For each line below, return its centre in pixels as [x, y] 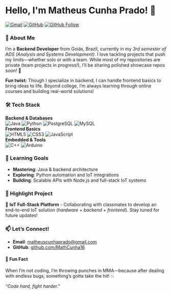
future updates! [21, 215]
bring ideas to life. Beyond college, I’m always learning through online [78, 86]
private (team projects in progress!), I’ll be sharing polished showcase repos [85, 65]
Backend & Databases [29, 118]
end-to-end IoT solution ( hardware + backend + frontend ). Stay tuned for [82, 210]
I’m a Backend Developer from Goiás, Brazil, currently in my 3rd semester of [86, 49]
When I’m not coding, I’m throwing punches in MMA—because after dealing [85, 271]
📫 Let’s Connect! [27, 229]
